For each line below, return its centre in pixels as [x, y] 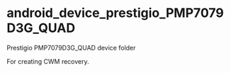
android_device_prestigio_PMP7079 [115, 13]
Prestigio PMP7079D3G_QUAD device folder [71, 47]
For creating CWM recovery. [48, 61]
